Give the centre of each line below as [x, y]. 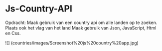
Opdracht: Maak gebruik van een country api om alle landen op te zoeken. [81, 22]
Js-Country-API [39, 9]
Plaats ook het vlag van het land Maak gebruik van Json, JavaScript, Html [81, 27]
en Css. [13, 33]
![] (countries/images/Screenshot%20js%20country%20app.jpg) [72, 42]
